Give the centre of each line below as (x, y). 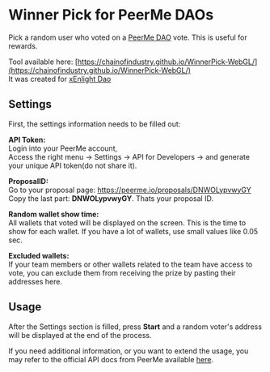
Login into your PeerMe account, (63, 148)
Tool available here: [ (43, 62)
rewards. (23, 45)
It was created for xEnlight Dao (60, 79)
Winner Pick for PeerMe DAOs (111, 15)
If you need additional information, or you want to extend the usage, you (129, 351)
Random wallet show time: (54, 214)
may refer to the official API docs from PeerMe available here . (111, 359)
